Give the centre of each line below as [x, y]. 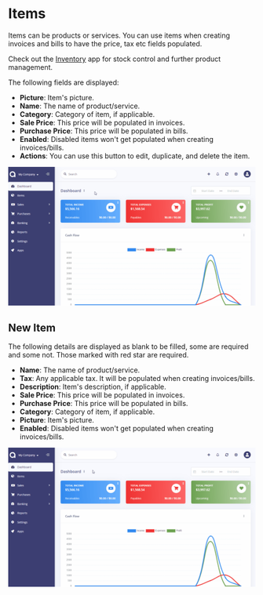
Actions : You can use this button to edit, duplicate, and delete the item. [135, 156]
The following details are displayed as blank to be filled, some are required [128, 346]
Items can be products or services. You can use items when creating [119, 35]
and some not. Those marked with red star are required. [99, 355]
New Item [32, 327]
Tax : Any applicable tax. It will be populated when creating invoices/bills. [137, 379]
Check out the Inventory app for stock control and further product [115, 59]
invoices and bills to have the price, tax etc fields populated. [105, 43]
